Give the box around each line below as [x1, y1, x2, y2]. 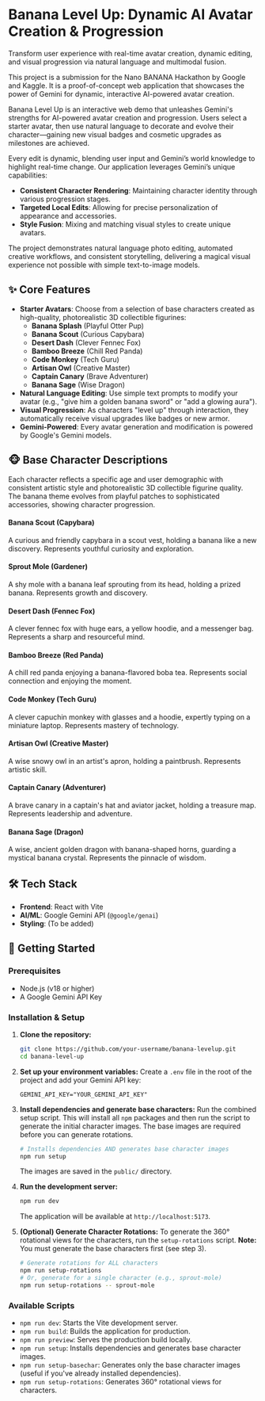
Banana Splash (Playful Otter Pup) [31, 321, 145, 330]
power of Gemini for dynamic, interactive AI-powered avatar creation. [8, 89, 235, 98]
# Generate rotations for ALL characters [19, 1259, 158, 1267]
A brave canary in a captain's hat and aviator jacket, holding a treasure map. [8, 800, 257, 810]
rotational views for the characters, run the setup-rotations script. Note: [19, 1235, 257, 1245]
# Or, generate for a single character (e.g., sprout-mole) [19, 1274, 222, 1282]
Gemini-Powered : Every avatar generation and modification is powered [19, 422, 253, 431]
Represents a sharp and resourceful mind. [8, 632, 146, 642]
